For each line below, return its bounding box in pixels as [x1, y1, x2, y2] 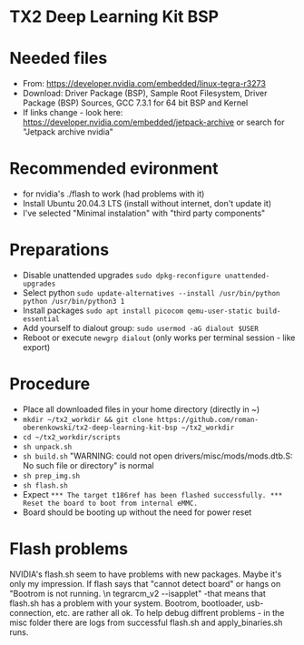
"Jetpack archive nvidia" [22, 126, 113, 137]
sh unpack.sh [22, 442, 73, 451]
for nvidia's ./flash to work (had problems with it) [22, 188, 205, 199]
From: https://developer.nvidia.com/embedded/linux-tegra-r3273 [22, 78, 266, 89]
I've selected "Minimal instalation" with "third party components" [22, 207, 266, 219]
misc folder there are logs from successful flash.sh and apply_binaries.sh [9, 617, 283, 628]
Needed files [9, 48, 108, 69]
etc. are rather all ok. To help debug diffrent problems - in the [55, 607, 285, 618]
